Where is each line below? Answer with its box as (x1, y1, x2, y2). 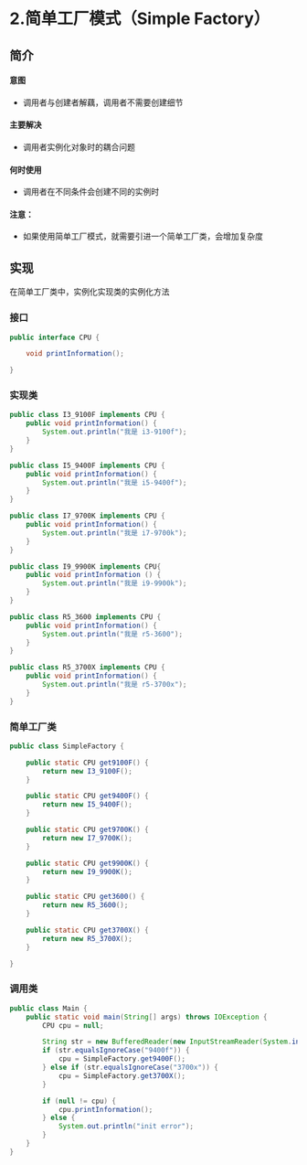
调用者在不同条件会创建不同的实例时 (22, 187, 160, 198)
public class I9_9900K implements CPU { (9, 561, 162, 572)
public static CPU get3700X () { (26, 925, 149, 935)
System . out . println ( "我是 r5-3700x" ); (42, 680, 187, 689)
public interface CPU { (9, 333, 101, 342)
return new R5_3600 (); (42, 901, 129, 910)
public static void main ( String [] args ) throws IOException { (26, 1012, 268, 1021)
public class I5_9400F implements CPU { (9, 461, 166, 470)
